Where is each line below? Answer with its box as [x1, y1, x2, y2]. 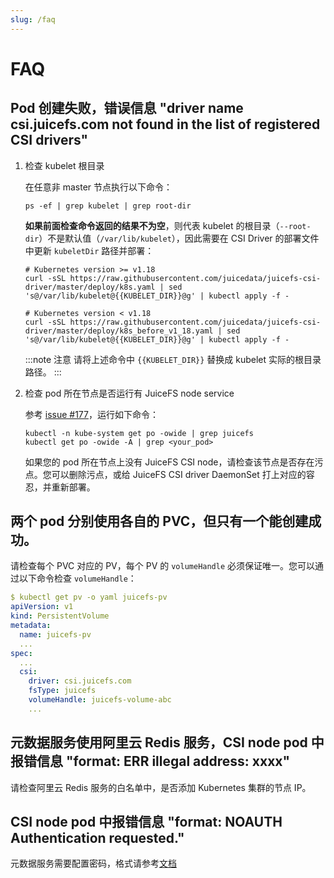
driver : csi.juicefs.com [28, 676, 132, 686]
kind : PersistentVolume [10, 611, 110, 621]
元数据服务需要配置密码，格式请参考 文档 [10, 857, 177, 870]
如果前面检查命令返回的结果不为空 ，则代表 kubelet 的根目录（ [24, 219, 280, 231]
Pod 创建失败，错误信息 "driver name [10, 100, 244, 117]
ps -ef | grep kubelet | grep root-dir [24, 201, 192, 211]
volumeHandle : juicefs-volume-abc [28, 695, 172, 705]
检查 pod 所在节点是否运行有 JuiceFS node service [24, 387, 235, 399]
